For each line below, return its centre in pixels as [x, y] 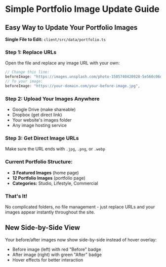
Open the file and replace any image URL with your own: [62, 63]
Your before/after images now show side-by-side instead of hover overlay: [81, 240]
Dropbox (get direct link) [37, 115]
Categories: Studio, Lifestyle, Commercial [55, 183]
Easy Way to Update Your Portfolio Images [71, 28]
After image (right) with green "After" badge [57, 255]
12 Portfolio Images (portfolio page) [49, 178]
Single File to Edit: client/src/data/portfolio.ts [56, 39]
